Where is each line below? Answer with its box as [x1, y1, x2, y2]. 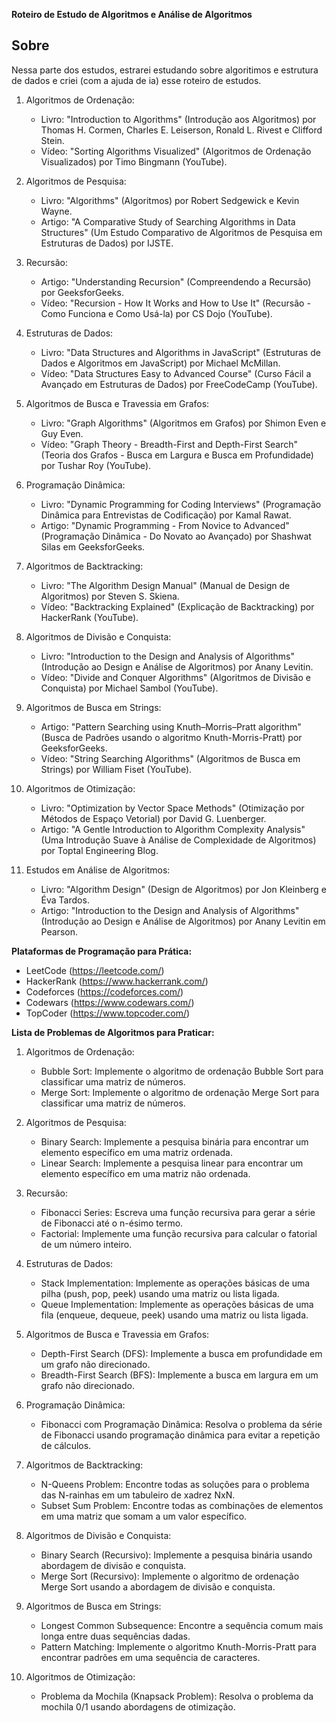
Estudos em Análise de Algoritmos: [25, 864, 171, 876]
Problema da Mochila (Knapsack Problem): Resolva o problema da [40, 1690, 314, 1702]
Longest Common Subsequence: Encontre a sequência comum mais [40, 1619, 324, 1631]
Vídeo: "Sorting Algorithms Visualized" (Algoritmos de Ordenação [40, 145, 312, 157]
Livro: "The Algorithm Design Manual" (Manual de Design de [40, 579, 291, 591]
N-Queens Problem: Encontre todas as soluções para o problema [40, 1478, 310, 1490]
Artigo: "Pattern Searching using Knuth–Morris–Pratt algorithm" [40, 720, 302, 733]
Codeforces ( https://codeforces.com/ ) [25, 985, 184, 998]
